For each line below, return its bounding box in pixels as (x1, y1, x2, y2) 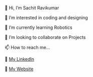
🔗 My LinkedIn (5, 56, 35, 62)
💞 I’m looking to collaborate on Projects (5, 34, 86, 40)
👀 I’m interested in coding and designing (5, 15, 88, 20)
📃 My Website (5, 66, 34, 72)
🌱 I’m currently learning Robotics (5, 24, 72, 30)
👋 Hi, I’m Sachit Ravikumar (5, 5, 59, 11)
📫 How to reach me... (5, 45, 50, 50)
